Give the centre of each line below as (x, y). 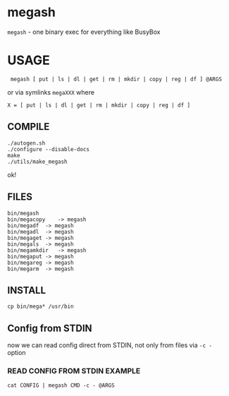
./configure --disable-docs (49, 149)
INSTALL (27, 290)
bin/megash (23, 213)
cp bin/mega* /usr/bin (41, 307)
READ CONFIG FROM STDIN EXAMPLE (74, 371)
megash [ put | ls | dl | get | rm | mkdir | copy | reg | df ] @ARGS (116, 79)
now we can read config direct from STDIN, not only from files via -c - (110, 345)
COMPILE (29, 127)
